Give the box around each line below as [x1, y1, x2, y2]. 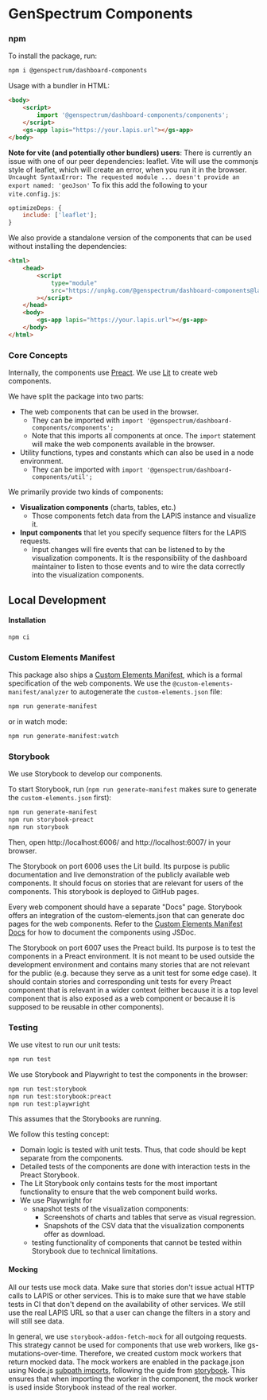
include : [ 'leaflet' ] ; [22, 212, 98, 220]
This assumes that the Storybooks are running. [8, 1114, 161, 1124]
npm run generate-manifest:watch [8, 732, 119, 740]
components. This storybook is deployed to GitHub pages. [8, 886, 199, 896]
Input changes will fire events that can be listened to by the [31, 545, 226, 554]
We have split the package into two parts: [8, 391, 145, 402]
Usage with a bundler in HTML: [8, 81, 110, 91]
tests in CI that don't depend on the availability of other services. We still [8, 1299, 246, 1309]
